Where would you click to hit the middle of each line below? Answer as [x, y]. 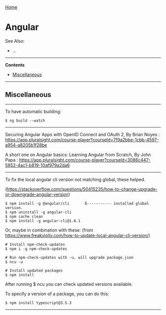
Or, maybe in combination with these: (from [49, 230]
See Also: [15, 41]
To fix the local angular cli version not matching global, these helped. [75, 179]
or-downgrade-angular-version [37, 194]
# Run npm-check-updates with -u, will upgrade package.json [69, 257]
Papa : [12, 160]
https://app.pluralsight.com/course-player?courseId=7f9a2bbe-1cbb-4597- [82, 140]
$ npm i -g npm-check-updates [36, 249]
